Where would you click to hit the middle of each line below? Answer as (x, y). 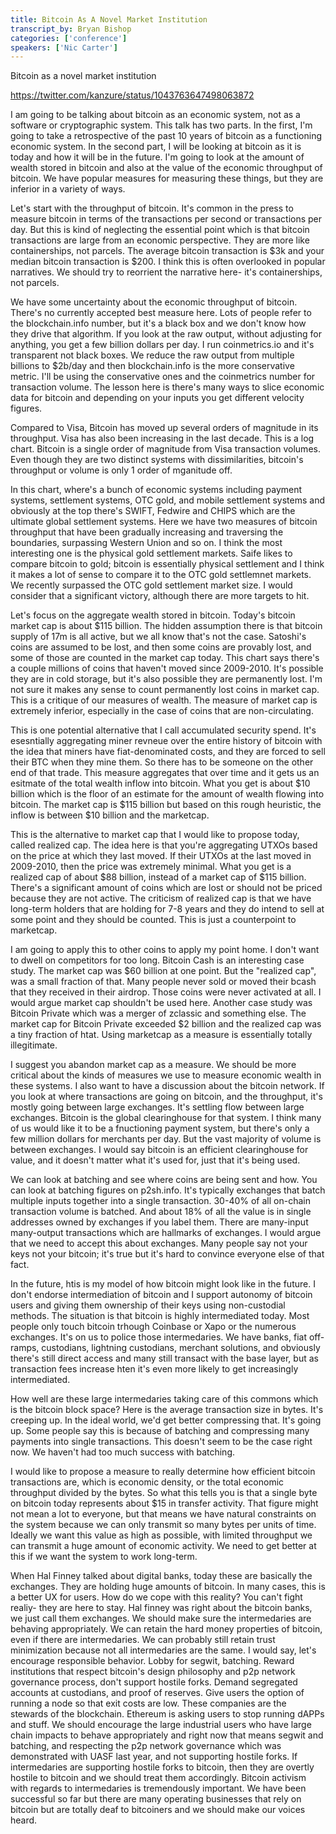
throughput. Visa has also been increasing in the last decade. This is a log (162, 438)
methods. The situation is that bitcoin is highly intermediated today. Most (160, 1316)
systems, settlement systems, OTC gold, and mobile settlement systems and (168, 500)
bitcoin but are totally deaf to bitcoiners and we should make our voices (158, 1810)
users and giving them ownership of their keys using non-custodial (148, 1305)
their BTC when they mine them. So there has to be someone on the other (162, 762)
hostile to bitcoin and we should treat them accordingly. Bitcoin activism (158, 1778)
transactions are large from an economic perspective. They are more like (160, 240)
